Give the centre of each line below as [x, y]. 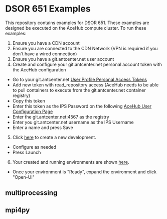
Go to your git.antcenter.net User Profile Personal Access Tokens [79, 79]
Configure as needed [34, 147]
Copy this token [29, 100]
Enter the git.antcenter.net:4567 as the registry [61, 117]
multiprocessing [31, 193]
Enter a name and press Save [43, 127]
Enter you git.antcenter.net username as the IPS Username [73, 122]
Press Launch [27, 152]
